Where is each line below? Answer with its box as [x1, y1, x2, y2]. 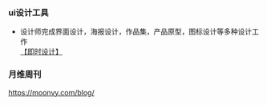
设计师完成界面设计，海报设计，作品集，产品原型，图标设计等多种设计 [19, 26, 253, 37]
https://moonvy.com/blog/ [8, 87, 95, 97]
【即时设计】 [19, 46, 63, 57]
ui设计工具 [8, 6, 50, 18]
